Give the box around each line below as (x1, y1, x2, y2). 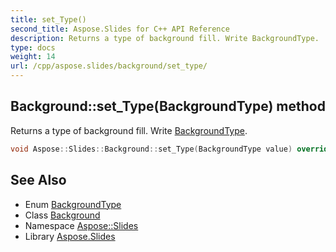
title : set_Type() (10, 14, 87, 25)
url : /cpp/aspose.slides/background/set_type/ (10, 61, 208, 71)
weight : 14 (10, 52, 56, 62)
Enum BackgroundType (24, 198, 122, 210)
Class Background (24, 209, 101, 221)
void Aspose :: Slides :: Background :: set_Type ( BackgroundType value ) (10, 144, 293, 154)
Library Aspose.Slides (24, 230, 116, 242)
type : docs (10, 42, 56, 53)
